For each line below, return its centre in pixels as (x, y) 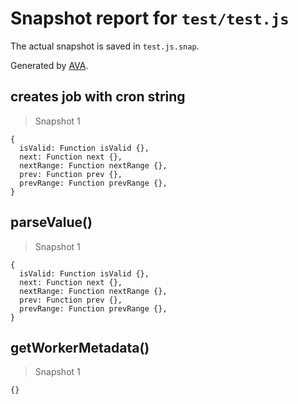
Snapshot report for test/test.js (150, 18)
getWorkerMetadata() (80, 347)
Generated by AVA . (49, 65)
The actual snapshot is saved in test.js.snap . (105, 46)
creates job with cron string (98, 97)
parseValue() (51, 222)
